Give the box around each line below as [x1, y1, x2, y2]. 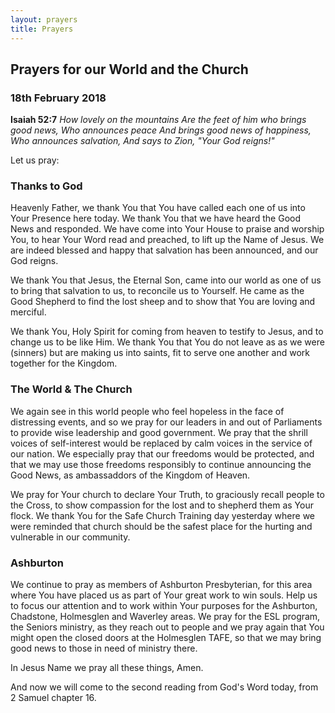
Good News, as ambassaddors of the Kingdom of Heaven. [10, 469, 251, 481]
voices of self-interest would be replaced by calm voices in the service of [10, 437, 313, 449]
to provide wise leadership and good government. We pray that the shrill [10, 426, 308, 438]
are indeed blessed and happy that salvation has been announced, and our [10, 244, 319, 256]
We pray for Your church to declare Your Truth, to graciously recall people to [10, 488, 325, 500]
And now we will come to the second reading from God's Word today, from [10, 681, 319, 693]
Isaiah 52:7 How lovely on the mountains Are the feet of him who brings [10, 114, 307, 126]
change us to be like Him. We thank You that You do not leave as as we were [10, 336, 325, 348]
